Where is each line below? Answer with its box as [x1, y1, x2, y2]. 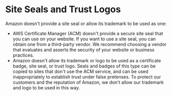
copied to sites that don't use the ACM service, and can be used [12, 68, 148, 75]
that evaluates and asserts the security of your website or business [12, 46, 155, 53]
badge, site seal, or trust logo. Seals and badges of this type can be [12, 63, 156, 69]
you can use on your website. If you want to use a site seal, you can [12, 36, 156, 42]
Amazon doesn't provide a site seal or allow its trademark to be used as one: [5, 20, 167, 27]
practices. [12, 52, 34, 58]
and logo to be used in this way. [12, 84, 80, 90]
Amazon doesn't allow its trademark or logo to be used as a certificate [12, 57, 161, 63]
